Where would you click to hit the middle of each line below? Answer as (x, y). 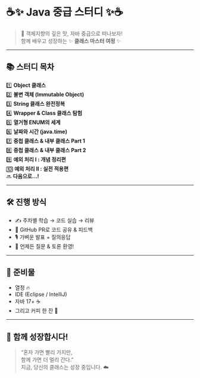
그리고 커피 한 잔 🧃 (36, 311)
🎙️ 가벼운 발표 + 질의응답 (43, 237)
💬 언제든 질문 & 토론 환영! (44, 246)
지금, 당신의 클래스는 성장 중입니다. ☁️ (65, 367)
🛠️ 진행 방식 (26, 202)
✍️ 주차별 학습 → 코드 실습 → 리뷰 (54, 220)
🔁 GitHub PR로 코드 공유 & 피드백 (54, 229)
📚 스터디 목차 (30, 67)
